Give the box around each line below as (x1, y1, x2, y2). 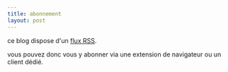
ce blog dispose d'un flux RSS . (7, 36, 97, 44)
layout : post (7, 17, 46, 24)
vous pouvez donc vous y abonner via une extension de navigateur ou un (7, 50, 222, 59)
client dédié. (7, 57, 44, 66)
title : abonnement (7, 10, 62, 18)
